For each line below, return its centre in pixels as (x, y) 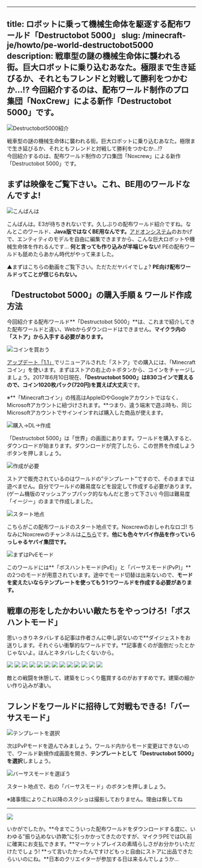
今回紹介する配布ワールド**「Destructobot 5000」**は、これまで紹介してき (101, 322)
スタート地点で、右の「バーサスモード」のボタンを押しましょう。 (88, 787)
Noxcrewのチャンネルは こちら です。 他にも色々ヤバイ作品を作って (104, 534)
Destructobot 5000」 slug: (89, 36)
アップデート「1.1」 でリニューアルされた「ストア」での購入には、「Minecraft (101, 362)
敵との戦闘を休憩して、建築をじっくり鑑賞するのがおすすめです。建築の (96, 678)
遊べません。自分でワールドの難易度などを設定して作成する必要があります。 (101, 486)
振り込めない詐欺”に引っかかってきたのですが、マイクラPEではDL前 (108, 837)
